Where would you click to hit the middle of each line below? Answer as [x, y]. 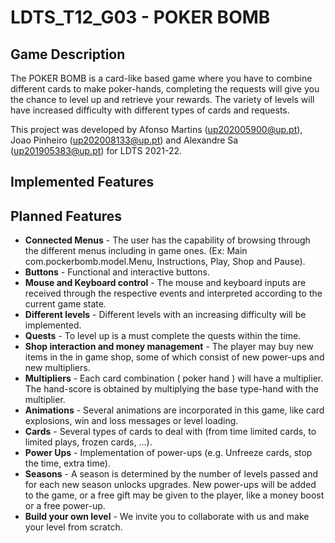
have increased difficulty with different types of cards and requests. [150, 110]
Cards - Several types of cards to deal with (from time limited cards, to [170, 432]
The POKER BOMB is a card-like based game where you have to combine [161, 78]
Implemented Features [82, 182]
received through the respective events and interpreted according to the [173, 293]
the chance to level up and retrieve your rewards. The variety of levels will [162, 99]
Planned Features [66, 216]
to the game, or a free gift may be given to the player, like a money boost [174, 495]
